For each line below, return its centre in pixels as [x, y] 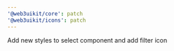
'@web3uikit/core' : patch [45, 14]
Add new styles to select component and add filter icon [87, 40]
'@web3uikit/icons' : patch [47, 20]
